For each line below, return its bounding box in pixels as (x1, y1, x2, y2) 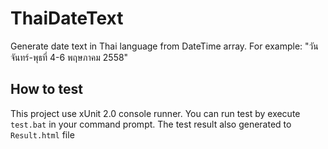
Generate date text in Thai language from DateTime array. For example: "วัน (10, 40, 319, 52)
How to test (10, 81, 83, 98)
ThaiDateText (10, 7, 124, 30)
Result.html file (10, 128, 75, 141)
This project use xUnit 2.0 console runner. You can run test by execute (10, 107, 301, 119)
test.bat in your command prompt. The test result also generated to (10, 118, 292, 130)
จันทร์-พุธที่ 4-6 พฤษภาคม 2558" (10, 51, 129, 63)
